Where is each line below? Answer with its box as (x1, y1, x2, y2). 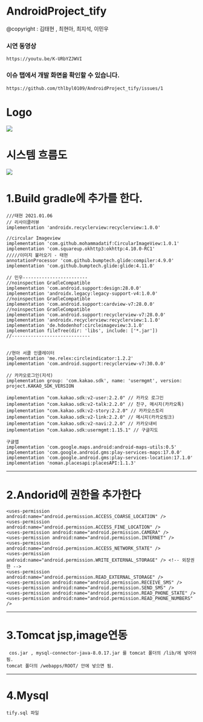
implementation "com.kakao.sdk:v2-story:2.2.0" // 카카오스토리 (6, 408, 164, 414)
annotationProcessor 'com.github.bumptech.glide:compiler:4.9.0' (6, 258, 174, 264)
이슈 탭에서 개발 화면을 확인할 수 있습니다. (6, 71, 120, 79)
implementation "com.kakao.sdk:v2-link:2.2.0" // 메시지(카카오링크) (6, 414, 175, 420)
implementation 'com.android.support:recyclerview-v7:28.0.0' (6, 312, 166, 318)
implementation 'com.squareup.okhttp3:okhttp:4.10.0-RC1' (6, 246, 155, 252)
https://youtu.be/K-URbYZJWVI (6, 56, 83, 62)
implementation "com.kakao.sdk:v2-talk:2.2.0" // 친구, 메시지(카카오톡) (6, 402, 184, 408)
